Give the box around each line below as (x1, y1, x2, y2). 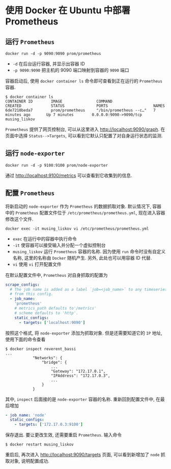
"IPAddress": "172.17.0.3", (50, 373, 110, 378)
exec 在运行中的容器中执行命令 (12, 235, 77, 242)
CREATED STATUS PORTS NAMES (5, 103, 165, 108)
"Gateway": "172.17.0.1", (50, 369, 106, 374)
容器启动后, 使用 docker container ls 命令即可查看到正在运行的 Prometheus (5, 78, 163, 84)
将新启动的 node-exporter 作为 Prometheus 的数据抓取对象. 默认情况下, (5, 203, 152, 209)
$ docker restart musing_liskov (5, 442, 74, 447)
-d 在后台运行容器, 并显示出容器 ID (12, 61, 85, 67)
